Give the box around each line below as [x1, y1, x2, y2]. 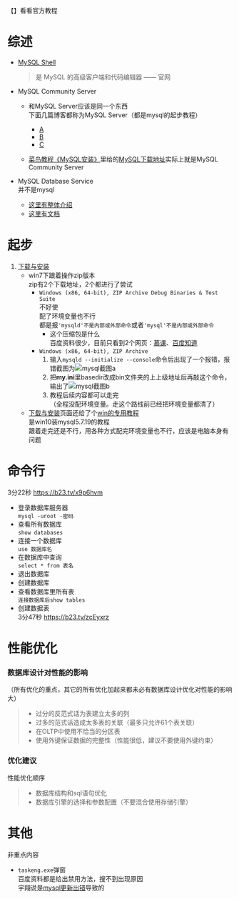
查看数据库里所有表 [17, 587, 75, 595]
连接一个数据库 [17, 536, 62, 545]
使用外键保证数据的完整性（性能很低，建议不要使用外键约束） [35, 736, 218, 745]
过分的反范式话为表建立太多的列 [35, 710, 130, 718]
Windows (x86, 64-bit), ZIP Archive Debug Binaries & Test [39, 289, 219, 297]
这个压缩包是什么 [49, 329, 101, 338]
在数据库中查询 [17, 552, 62, 561]
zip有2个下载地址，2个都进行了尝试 [28, 279, 133, 288]
